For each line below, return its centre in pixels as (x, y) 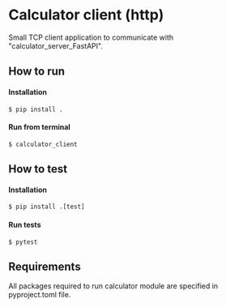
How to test (38, 169)
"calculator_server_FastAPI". (56, 45)
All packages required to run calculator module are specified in (113, 286)
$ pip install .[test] (47, 207)
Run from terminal (39, 127)
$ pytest (23, 242)
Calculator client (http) (86, 15)
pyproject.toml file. (40, 295)
